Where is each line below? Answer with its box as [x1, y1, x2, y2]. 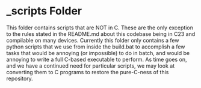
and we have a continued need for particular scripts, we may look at [6, 62, 175, 69]
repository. [6, 75, 33, 82]
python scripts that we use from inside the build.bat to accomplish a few [6, 43, 185, 50]
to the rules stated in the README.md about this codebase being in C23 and [6, 30, 196, 37]
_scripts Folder [6, 4, 82, 18]
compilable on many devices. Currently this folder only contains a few [6, 37, 179, 44]
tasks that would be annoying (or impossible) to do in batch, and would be [6, 49, 190, 56]
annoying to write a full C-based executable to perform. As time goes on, [6, 56, 187, 63]
